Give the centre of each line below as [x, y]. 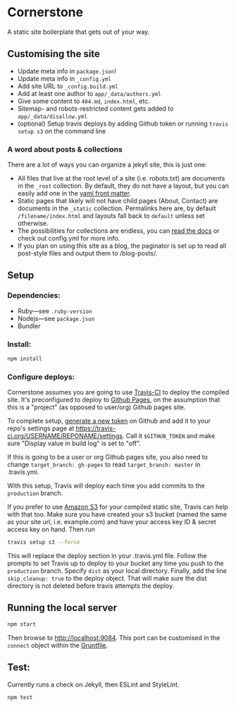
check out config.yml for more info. [69, 238]
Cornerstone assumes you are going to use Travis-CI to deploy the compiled [118, 392]
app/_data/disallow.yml [52, 116]
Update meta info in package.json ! [67, 71]
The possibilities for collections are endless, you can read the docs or [118, 231]
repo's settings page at [41, 428]
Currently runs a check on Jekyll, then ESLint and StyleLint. [93, 684]
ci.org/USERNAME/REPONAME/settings [65, 436]
